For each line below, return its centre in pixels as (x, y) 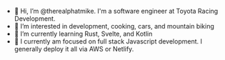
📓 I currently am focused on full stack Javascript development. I (108, 41)
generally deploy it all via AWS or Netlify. (74, 49)
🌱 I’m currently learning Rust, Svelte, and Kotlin (83, 34)
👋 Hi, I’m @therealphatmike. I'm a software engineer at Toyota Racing (116, 11)
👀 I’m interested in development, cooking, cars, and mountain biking (114, 26)
